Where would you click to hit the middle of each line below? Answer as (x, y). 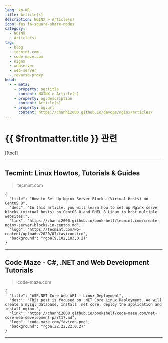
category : (15, 29)
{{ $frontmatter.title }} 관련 (61, 139)
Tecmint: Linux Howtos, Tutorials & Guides (73, 173)
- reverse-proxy (26, 75)
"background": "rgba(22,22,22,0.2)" (48, 327)
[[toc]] (12, 153)
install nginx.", (23, 309)
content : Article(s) (40, 103)
